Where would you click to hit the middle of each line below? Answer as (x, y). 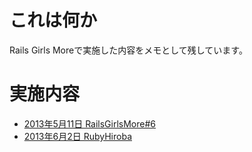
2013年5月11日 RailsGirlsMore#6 (90, 123)
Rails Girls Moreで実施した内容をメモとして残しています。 (128, 50)
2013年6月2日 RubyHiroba (77, 136)
